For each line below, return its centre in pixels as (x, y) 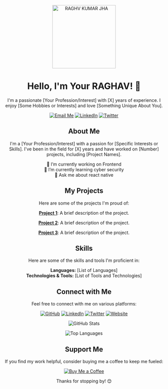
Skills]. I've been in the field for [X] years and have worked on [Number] (84, 149)
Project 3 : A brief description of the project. (84, 232)
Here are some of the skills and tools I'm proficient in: (84, 260)
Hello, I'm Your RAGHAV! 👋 (84, 86)
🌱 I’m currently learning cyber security (84, 169)
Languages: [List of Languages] (84, 270)
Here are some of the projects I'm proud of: (84, 203)
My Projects (84, 191)
